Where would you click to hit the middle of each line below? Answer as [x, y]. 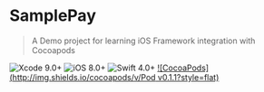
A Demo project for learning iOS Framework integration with [143, 41]
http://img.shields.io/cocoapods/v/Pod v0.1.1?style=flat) [116, 77]
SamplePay [53, 16]
